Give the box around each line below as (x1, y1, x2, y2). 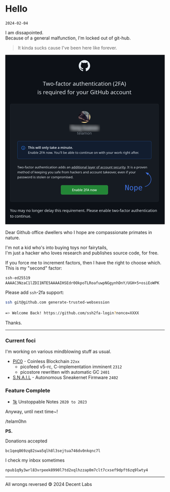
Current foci (5, 337, 36, 344)
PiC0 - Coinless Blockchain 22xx (12, 359, 80, 365)
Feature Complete (5, 387, 51, 394)
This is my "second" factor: (5, 265, 62, 271)
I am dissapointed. (5, 29, 44, 35)
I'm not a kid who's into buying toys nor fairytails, (5, 245, 108, 251)
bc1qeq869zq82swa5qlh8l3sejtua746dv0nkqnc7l (5, 448, 101, 453)
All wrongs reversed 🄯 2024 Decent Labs (5, 481, 92, 487)
